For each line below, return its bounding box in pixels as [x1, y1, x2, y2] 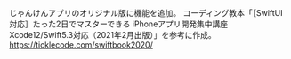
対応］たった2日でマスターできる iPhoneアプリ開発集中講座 [9, 18, 229, 29]
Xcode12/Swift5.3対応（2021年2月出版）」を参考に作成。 [9, 30, 216, 40]
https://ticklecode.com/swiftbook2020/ [9, 40, 153, 50]
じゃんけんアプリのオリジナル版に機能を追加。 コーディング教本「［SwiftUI [9, 8, 283, 18]
